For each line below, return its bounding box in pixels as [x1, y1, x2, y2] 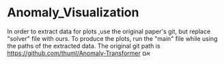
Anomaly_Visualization [7, 5, 139, 20]
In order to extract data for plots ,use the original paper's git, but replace [7, 27, 211, 35]
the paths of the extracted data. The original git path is [7, 42, 160, 50]
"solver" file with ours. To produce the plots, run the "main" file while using [7, 34, 218, 42]
